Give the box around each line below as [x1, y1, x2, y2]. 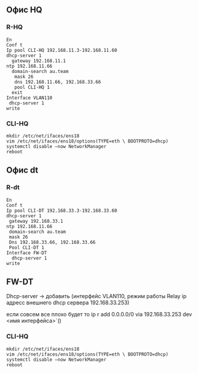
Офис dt [6, 165, 39, 176]
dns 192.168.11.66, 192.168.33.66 [14, 78, 101, 85]
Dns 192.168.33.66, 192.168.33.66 [8, 239, 96, 245]
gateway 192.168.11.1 [11, 57, 66, 64]
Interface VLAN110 [6, 95, 53, 101]
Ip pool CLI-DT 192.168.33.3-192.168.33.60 [6, 208, 118, 214]
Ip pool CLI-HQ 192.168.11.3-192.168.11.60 [6, 47, 118, 53]
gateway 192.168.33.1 [8, 218, 63, 224]
